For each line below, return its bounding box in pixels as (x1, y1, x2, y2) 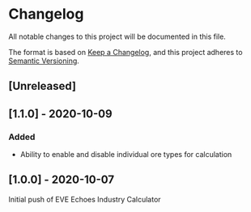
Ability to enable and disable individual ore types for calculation (19, 150, 232, 159)
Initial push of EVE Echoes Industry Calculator (8, 194, 161, 204)
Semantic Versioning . (8, 56, 79, 66)
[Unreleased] (8, 79, 77, 93)
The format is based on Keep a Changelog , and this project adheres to (8, 47, 243, 57)
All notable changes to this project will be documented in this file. (8, 32, 227, 41)
